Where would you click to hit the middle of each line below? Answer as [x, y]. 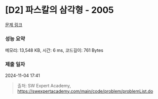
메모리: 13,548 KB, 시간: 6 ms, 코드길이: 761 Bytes [54, 50]
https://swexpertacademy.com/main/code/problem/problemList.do [85, 91]
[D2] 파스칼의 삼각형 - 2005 [59, 10]
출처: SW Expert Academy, [44, 85]
